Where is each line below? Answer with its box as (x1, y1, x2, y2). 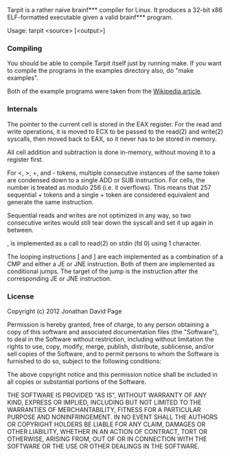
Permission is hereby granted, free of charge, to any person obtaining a (7, 320, 209, 329)
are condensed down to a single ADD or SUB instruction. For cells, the (7, 175, 206, 184)
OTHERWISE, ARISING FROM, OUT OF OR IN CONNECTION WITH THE (7, 435, 207, 443)
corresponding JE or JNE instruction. (7, 274, 112, 283)
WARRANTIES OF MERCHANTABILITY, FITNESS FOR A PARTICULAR (7, 405, 201, 413)
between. (7, 226, 34, 234)
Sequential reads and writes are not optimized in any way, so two (7, 211, 192, 219)
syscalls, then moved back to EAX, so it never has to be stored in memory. (7, 134, 218, 143)
